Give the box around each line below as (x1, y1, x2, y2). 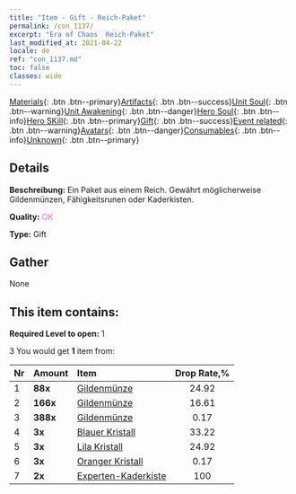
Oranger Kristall (76, 455, 144, 468)
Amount (32, 367, 69, 380)
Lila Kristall (76, 441, 124, 454)
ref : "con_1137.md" (9, 55, 83, 64)
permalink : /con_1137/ (9, 22, 94, 31)
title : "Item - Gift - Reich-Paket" (9, 13, 146, 22)
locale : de (9, 47, 50, 56)
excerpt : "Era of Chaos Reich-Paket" (9, 30, 154, 39)
